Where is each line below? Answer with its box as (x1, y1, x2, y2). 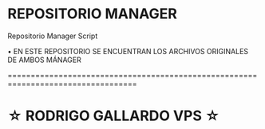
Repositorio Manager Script (7, 31, 98, 41)
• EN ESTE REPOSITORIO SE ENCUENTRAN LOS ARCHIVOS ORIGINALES (7, 46, 249, 56)
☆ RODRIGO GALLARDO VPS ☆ (7, 107, 220, 125)
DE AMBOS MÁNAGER (7, 55, 81, 64)
